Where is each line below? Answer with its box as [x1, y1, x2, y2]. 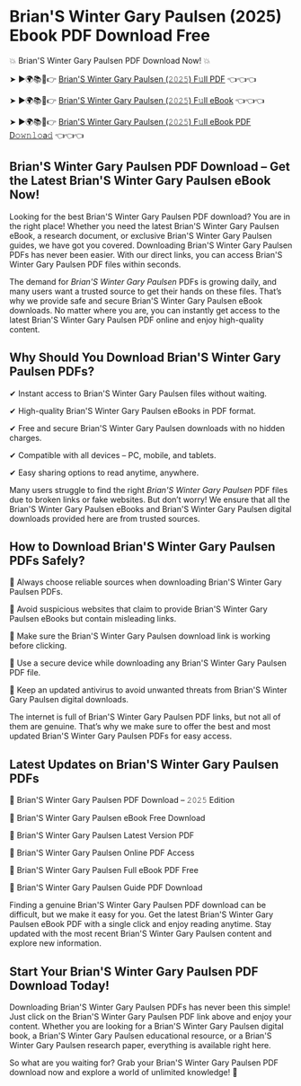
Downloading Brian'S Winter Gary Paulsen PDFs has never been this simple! [9, 1002, 290, 1012]
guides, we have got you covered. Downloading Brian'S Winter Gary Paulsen [9, 240, 293, 251]
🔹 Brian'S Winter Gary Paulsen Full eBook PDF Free [9, 865, 199, 876]
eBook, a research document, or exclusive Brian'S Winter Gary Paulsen [9, 230, 272, 241]
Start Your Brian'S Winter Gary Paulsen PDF [9, 964, 259, 979]
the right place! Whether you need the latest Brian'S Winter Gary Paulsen [9, 220, 279, 231]
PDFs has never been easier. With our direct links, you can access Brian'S [9, 249, 283, 260]
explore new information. [9, 938, 102, 949]
